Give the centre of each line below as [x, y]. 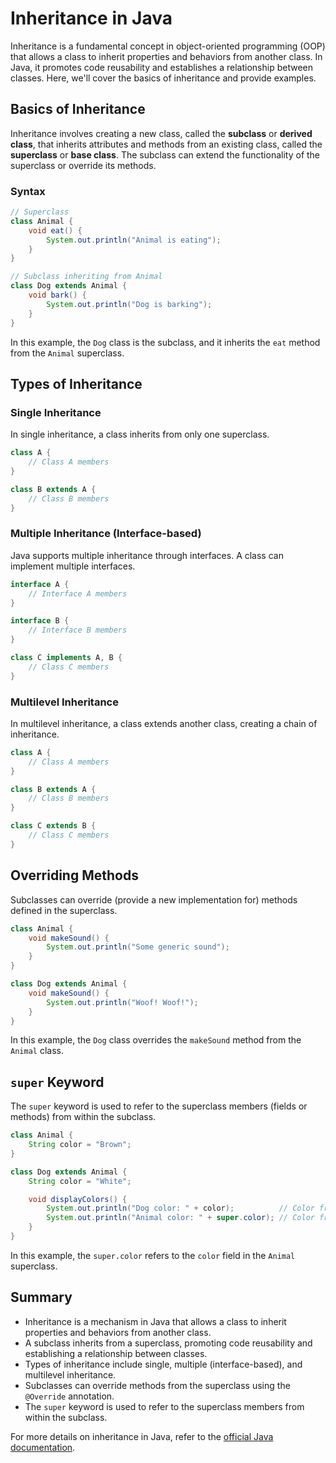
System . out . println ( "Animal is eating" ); [134, 240]
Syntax [28, 191]
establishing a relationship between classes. [116, 1353]
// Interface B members [78, 630]
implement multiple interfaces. [73, 566]
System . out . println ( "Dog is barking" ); [129, 304]
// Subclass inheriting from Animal [86, 277]
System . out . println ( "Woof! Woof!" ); [122, 1002]
